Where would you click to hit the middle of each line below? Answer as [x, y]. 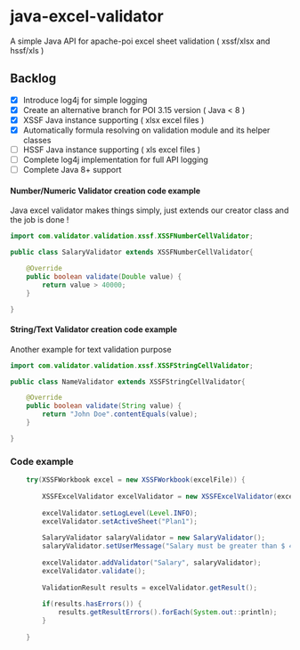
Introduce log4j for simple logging [85, 100]
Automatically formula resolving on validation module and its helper [146, 130]
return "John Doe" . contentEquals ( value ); [120, 414]
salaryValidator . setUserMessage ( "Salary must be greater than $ [164, 546]
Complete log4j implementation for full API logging [115, 160]
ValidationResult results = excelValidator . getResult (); [150, 588]
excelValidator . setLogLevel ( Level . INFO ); [120, 513]
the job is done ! [40, 220]
